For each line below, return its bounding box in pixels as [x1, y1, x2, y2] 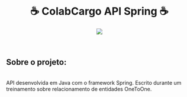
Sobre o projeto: [6, 57, 67, 68]
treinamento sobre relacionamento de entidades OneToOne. [6, 85, 152, 92]
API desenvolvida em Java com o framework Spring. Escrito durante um [6, 79, 182, 86]
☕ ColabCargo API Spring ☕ [30, 5, 169, 18]
